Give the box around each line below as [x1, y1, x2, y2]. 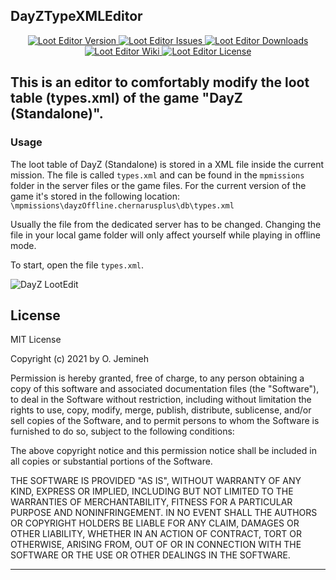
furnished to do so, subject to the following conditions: [10, 425, 235, 438]
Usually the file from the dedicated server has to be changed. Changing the [10, 218, 322, 230]
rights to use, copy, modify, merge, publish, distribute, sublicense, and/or [10, 404, 312, 416]
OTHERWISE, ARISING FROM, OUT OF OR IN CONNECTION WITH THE [10, 539, 302, 551]
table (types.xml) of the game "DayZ [10, 90, 243, 107]
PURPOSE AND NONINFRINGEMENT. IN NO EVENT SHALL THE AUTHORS [10, 507, 318, 519]
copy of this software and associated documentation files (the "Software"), [10, 383, 320, 395]
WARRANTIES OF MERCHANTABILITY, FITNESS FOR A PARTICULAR [10, 496, 293, 508]
